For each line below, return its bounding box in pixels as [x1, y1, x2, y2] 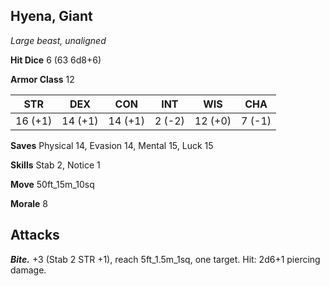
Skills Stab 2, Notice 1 [10, 159, 101, 171]
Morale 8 [10, 197, 49, 209]
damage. [10, 264, 47, 276]
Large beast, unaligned [10, 34, 107, 46]
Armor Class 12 [10, 73, 75, 85]
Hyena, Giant [10, 8, 93, 25]
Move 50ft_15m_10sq [10, 178, 95, 190]
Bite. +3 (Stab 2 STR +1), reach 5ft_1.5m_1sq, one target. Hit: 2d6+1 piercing [10, 253, 321, 265]
